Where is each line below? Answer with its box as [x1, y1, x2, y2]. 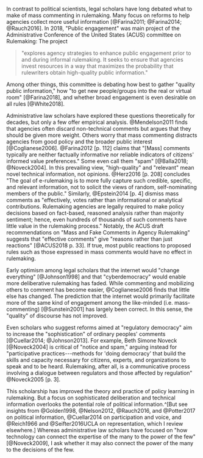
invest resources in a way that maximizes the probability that [21, 62, 174, 70]
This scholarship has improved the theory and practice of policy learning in [6, 388, 195, 394]
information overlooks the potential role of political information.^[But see [6, 401, 188, 408]
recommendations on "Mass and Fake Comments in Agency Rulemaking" [6, 229, 190, 236]
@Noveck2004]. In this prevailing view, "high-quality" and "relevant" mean [6, 164, 194, 171]
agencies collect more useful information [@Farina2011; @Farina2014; [6, 18, 182, 25]
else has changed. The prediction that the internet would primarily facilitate [6, 293, 195, 300]
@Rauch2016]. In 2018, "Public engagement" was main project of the [6, 24, 180, 32]
